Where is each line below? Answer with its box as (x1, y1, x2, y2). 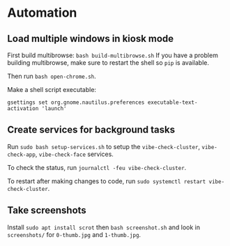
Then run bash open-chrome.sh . (7, 72, 96, 80)
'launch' (41, 105, 68, 112)
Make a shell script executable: (7, 86, 96, 93)
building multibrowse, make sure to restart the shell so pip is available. (7, 59, 210, 67)
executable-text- (147, 99, 198, 106)
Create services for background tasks (7, 124, 176, 136)
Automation (7, 5, 77, 21)
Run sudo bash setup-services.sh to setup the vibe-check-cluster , (7, 142, 201, 151)
